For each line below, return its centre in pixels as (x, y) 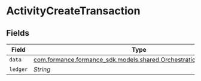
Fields (18, 33)
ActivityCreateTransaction (73, 11)
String (42, 69)
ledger (19, 69)
